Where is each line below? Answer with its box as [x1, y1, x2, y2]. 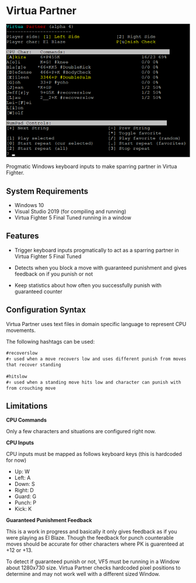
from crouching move [6, 385, 57, 391]
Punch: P [14, 499, 37, 506]
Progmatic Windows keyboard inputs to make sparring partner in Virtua [6, 163, 177, 170]
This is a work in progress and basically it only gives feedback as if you [6, 528, 177, 535]
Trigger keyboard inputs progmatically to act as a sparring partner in [14, 246, 179, 253]
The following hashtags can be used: [6, 338, 95, 345]
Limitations [6, 401, 48, 411]
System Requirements [6, 186, 89, 196]
